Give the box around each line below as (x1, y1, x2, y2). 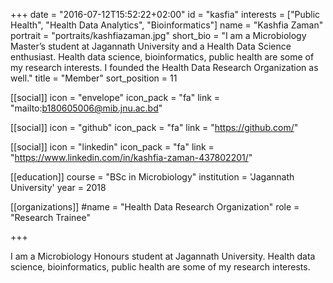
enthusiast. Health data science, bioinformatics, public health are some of (10, 51, 315, 63)
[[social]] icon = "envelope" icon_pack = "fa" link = (10, 92, 221, 103)
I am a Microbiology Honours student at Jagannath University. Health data (10, 250, 316, 262)
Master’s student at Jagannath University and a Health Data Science (10, 40, 292, 52)
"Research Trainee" (10, 212, 91, 223)
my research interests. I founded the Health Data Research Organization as (10, 62, 319, 73)
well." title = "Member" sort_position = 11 (10, 72, 178, 84)
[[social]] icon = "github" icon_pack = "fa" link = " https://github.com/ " (10, 122, 299, 133)
